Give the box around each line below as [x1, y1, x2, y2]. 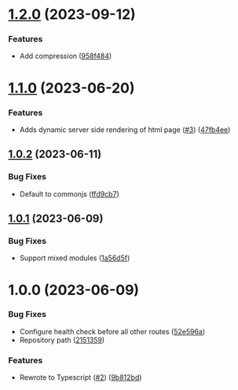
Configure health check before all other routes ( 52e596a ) [19, 326, 206, 336]
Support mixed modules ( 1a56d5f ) [19, 253, 130, 263]
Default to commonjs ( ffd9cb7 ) [19, 189, 119, 198]
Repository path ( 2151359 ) [19, 335, 105, 344]
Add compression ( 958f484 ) [19, 51, 112, 61]
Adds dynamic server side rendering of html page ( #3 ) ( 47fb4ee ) [19, 124, 231, 134]
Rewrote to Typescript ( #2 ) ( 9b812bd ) [19, 373, 142, 382]
